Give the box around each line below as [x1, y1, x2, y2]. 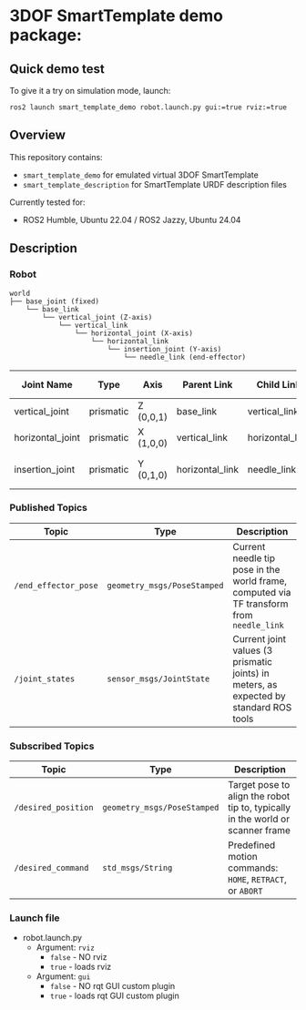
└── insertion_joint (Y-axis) [107, 344, 222, 353]
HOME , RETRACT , [227, 873, 287, 886]
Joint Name [21, 378, 73, 391]
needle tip [231, 552, 276, 565]
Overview [9, 128, 66, 143]
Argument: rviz [36, 942, 96, 953]
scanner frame [227, 824, 291, 837]
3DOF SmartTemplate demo [9, 5, 223, 26]
